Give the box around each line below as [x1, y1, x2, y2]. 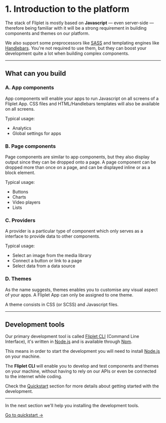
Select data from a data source [12, 263, 76, 269]
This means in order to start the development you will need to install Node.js [5, 348, 160, 354]
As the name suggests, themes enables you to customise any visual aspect [5, 287, 158, 293]
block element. [5, 169, 36, 175]
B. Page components [5, 142, 56, 149]
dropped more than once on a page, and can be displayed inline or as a [5, 164, 151, 170]
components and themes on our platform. [5, 30, 90, 36]
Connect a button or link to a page [12, 258, 83, 264]
